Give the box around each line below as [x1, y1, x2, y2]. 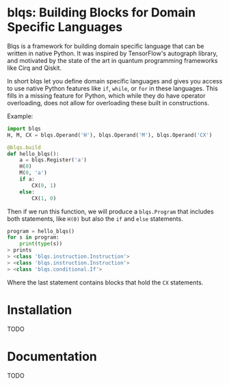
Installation [7, 302, 72, 317]
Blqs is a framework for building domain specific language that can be [7, 42, 204, 50]
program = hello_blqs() [7, 228, 75, 235]
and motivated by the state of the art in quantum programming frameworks [7, 56, 218, 64]
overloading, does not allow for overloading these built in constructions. [7, 98, 210, 107]
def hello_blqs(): [7, 150, 59, 157]
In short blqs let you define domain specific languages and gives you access [7, 77, 223, 85]
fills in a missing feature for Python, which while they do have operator [7, 91, 206, 100]
